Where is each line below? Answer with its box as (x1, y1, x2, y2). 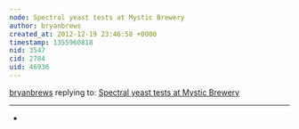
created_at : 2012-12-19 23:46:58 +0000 (9, 29, 158, 38)
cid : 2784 (9, 54, 46, 63)
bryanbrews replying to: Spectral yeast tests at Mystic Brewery (9, 86, 240, 98)
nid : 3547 (9, 46, 46, 55)
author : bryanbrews (9, 21, 82, 30)
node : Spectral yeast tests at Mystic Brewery (9, 12, 185, 22)
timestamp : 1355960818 (9, 37, 93, 47)
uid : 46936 (9, 63, 50, 72)
